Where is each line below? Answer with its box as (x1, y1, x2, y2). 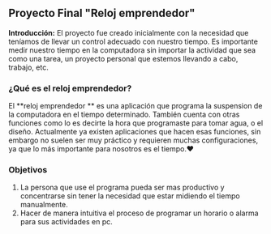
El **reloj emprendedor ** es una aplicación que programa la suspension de (8, 101, 263, 111)
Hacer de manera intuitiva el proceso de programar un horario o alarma (19, 208, 259, 218)
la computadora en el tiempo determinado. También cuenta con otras (8, 109, 240, 120)
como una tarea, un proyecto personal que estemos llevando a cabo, (8, 53, 239, 63)
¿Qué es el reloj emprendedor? (8, 83, 132, 94)
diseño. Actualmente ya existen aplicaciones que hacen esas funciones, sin (8, 127, 261, 137)
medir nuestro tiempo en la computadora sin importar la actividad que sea (8, 45, 256, 55)
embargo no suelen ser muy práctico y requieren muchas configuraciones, (8, 135, 258, 145)
